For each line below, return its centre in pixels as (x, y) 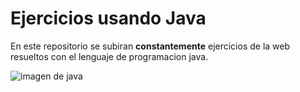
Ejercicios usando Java (108, 18)
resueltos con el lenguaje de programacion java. (109, 56)
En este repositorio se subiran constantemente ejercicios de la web (150, 46)
